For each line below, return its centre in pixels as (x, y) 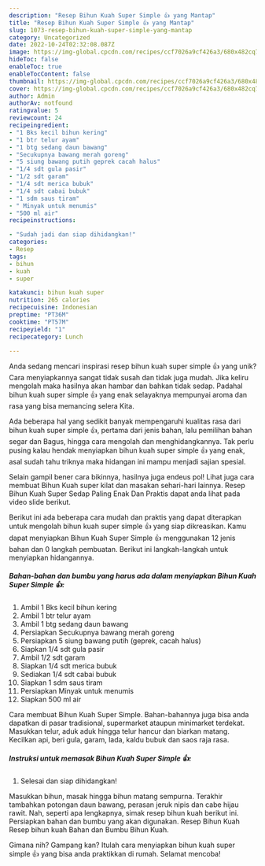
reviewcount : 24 (35, 118)
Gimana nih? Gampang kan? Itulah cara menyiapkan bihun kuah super (122, 845)
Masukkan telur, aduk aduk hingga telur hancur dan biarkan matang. (120, 731)
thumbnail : (27, 81)
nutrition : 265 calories (50, 300)
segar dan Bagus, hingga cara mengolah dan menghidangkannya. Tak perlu (132, 442)
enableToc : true (35, 67)
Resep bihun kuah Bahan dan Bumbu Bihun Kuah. (89, 830)
